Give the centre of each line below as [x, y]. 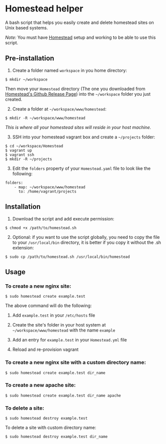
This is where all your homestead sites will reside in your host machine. [78, 127]
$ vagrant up [19, 150]
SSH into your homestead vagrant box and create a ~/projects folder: [84, 137]
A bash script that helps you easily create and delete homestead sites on [80, 22]
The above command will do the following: [48, 306]
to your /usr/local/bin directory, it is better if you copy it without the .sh [87, 242]
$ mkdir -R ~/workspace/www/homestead [45, 118]
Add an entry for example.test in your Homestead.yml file [70, 340]
